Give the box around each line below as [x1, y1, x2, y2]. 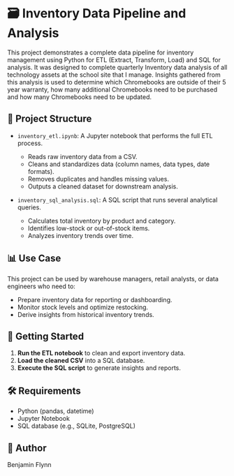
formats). [27, 167, 54, 175]
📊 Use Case [7, 253, 61, 265]
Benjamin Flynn [7, 461, 52, 468]
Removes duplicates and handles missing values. [27, 174, 170, 183]
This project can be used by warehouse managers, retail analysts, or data [7, 274, 219, 283]
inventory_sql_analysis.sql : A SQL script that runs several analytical [17, 195, 218, 204]
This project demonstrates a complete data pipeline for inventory [7, 48, 194, 57]
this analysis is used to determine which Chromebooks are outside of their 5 [7, 77, 226, 86]
